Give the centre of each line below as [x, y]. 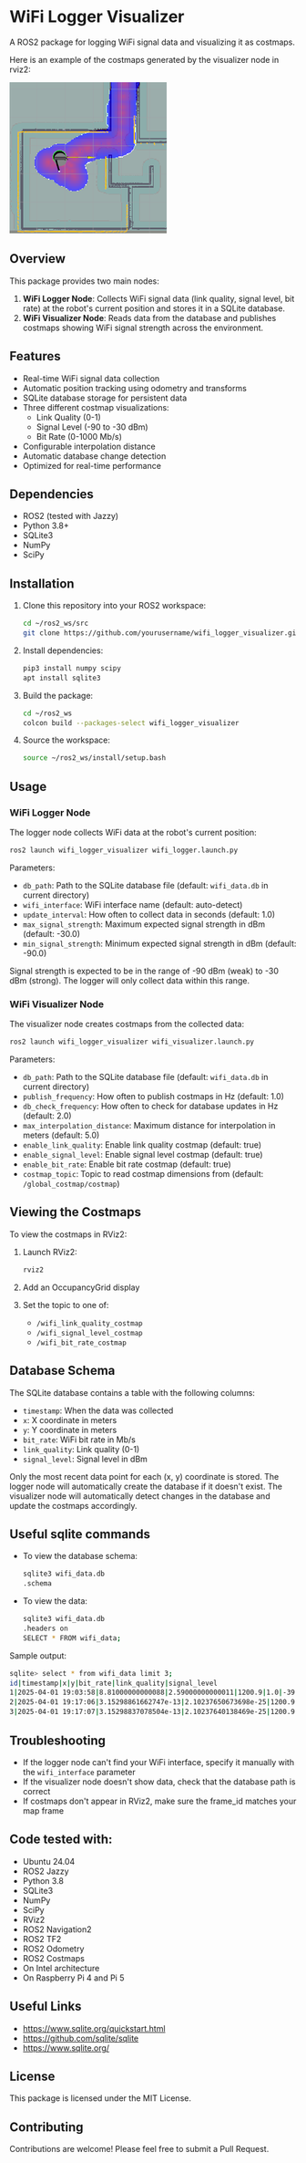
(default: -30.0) [51, 933]
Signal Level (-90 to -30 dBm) [92, 427]
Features [35, 356]
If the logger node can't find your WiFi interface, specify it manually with [158, 1762]
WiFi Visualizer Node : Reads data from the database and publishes [149, 317]
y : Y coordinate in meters [70, 1430]
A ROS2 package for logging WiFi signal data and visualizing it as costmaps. [153, 42]
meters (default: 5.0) [61, 1135]
